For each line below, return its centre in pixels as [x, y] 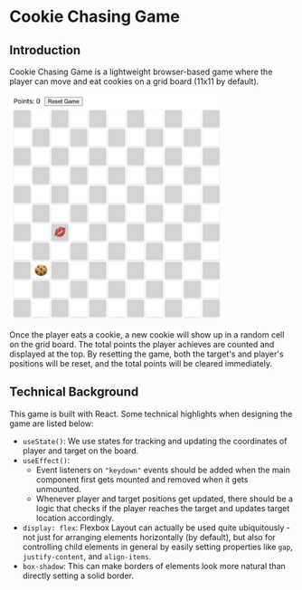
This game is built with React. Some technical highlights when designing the [151, 414]
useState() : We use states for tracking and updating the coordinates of [155, 441]
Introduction [45, 50]
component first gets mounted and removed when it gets [142, 479]
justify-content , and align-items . [87, 556]
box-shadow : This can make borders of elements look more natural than [154, 566]
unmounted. [58, 489]
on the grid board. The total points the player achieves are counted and [142, 344]
